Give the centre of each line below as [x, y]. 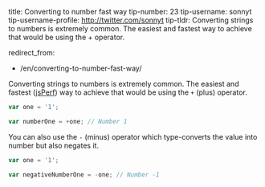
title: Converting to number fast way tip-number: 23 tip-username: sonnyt [130, 12]
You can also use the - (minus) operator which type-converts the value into [133, 136]
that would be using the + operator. [67, 37]
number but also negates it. [53, 145]
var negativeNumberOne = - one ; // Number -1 [84, 175]
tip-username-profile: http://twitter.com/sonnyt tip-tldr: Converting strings [131, 20]
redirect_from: [32, 53]
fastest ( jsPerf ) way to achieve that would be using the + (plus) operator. [128, 92]
